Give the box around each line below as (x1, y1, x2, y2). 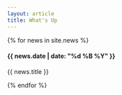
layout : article (7, 10, 54, 17)
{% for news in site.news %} (7, 36, 89, 44)
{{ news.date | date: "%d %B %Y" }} (7, 52, 116, 60)
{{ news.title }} (7, 67, 49, 75)
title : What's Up (7, 17, 58, 24)
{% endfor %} (7, 81, 47, 89)
